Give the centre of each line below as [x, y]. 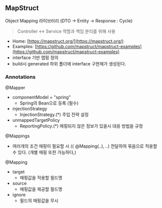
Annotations [20, 77]
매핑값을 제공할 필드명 [41, 189]
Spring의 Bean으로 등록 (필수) [49, 103]
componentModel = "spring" [41, 97]
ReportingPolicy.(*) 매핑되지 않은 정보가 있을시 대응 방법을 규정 [81, 126]
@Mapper [15, 88]
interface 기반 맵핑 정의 [35, 57]
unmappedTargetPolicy [36, 120]
